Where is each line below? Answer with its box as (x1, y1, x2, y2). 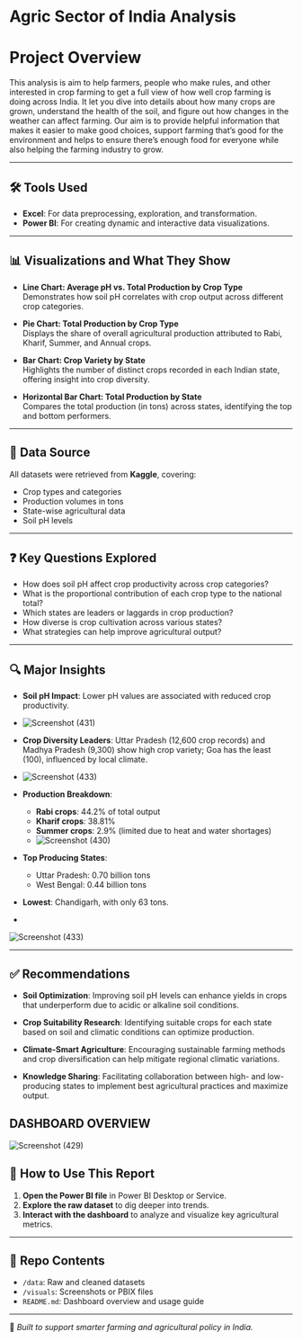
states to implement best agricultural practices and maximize (62, 1081, 289, 1091)
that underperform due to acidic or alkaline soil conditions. (22, 1000, 240, 1010)
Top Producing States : (22, 853, 108, 863)
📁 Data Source (9, 445, 91, 460)
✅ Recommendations (9, 966, 130, 981)
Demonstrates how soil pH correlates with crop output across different (22, 291, 284, 302)
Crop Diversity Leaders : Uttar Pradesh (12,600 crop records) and (22, 735, 266, 746)
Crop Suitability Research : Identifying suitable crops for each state (22, 1017, 272, 1027)
